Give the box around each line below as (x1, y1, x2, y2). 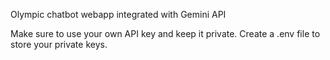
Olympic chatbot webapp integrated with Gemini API (10, 9, 227, 20)
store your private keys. (10, 39, 108, 50)
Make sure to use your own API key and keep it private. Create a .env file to (10, 28, 321, 39)
